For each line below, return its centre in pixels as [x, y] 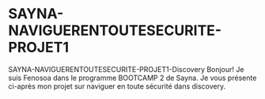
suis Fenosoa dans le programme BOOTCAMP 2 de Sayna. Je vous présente [132, 78]
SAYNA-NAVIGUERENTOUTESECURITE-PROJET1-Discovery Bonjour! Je [126, 69]
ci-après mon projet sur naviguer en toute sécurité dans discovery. [117, 86]
